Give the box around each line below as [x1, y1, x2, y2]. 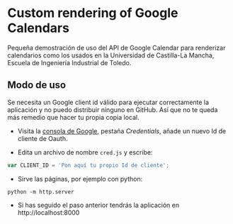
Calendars [7, 20, 69, 36]
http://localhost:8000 [17, 208, 80, 217]
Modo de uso [7, 79, 66, 91]
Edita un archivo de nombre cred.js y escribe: [17, 147, 153, 157]
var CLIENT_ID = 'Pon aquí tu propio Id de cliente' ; [7, 162, 170, 169]
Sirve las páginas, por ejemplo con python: [17, 174, 143, 183]
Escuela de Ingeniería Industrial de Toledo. [7, 58, 132, 67]
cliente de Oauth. [17, 134, 68, 142]
